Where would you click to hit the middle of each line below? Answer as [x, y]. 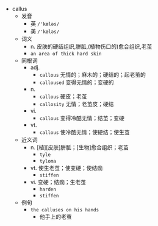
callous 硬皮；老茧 [63, 96]
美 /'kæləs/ [45, 31]
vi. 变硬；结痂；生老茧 [58, 182]
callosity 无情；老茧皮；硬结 [77, 104]
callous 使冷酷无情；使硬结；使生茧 [84, 132]
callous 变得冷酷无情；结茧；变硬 [82, 118]
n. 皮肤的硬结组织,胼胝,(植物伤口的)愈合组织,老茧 [91, 46]
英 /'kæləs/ [45, 23]
